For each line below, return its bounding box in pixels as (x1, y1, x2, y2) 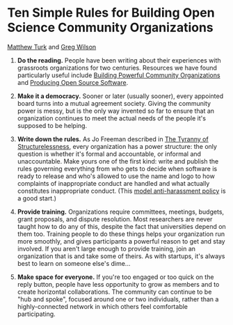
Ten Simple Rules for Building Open (7, 5, 215, 21)
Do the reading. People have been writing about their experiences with (17, 56, 221, 64)
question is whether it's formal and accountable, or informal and (17, 150, 202, 158)
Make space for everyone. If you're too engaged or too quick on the (17, 273, 214, 281)
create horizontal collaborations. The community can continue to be (17, 287, 212, 296)
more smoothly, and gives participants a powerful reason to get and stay (17, 237, 225, 245)
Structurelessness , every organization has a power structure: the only (17, 142, 218, 150)
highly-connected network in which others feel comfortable (17, 302, 188, 310)
